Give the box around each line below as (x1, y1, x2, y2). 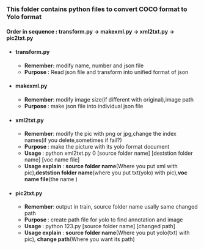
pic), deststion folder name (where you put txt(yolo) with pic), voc (24, 169, 188, 176)
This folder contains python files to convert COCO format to (6, 5, 188, 13)
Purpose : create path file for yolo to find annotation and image (24, 216, 183, 223)
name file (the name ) (24, 176, 78, 183)
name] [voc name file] (24, 156, 80, 163)
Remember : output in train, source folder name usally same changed (24, 203, 198, 210)
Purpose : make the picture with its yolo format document (24, 143, 170, 151)
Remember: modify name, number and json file (24, 62, 144, 69)
